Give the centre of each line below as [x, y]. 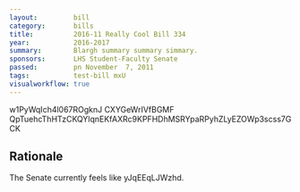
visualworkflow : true [50, 84]
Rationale [36, 157]
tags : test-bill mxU [68, 76]
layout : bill [50, 17]
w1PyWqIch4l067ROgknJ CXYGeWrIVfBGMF [92, 109]
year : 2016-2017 [60, 42]
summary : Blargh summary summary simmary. [104, 51]
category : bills [51, 26]
